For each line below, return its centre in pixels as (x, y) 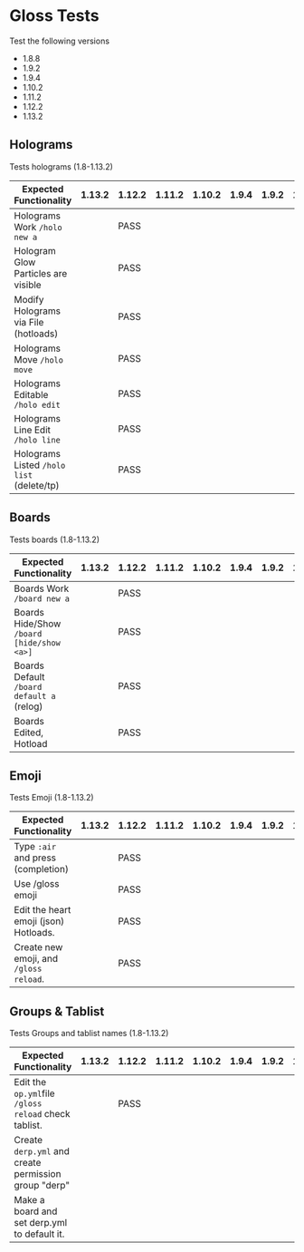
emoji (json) (39, 921)
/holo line (37, 440)
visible (28, 285)
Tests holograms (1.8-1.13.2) (61, 166)
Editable (31, 394)
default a (35, 696)
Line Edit (33, 430)
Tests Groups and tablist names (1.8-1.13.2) (89, 1034)
